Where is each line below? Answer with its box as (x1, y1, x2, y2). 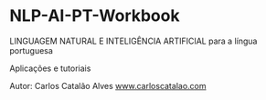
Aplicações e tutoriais (9, 63, 91, 74)
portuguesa (9, 45, 53, 55)
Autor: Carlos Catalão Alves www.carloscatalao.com (9, 80, 207, 91)
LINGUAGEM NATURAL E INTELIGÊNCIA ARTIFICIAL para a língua (9, 35, 258, 46)
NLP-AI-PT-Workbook (9, 5, 180, 26)
